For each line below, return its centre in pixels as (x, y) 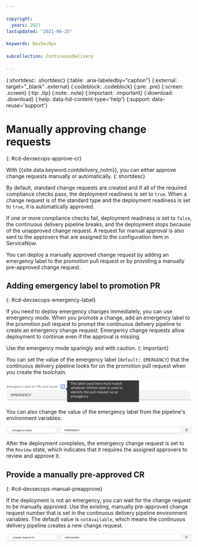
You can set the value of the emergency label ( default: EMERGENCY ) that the (98, 360)
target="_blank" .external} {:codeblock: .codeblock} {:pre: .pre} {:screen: (95, 87)
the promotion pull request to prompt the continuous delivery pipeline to (94, 324)
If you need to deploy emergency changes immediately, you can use (89, 312)
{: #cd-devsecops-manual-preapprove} (54, 488)
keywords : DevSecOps (32, 44)
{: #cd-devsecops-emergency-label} (51, 300)
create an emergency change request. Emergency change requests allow (95, 330)
